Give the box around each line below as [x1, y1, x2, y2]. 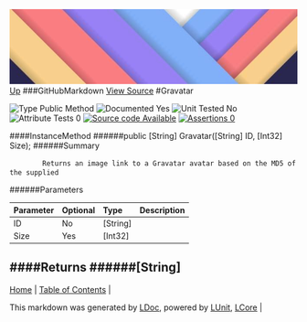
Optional [61, 204, 96, 215]
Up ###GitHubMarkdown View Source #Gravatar [9, 85, 194, 96]
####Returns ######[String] [9, 260, 181, 275]
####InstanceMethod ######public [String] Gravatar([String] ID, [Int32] [9, 131, 283, 142]
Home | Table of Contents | [9, 284, 111, 295]
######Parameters [9, 184, 84, 196]
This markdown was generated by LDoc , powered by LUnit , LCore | [9, 302, 263, 313]
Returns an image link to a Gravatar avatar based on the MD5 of [42, 159, 297, 168]
